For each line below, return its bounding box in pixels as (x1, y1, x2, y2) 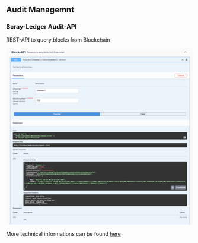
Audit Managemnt (6, 5, 75, 15)
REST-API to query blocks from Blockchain (6, 36, 110, 43)
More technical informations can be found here (6, 231, 122, 238)
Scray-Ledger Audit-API (6, 23, 77, 31)
